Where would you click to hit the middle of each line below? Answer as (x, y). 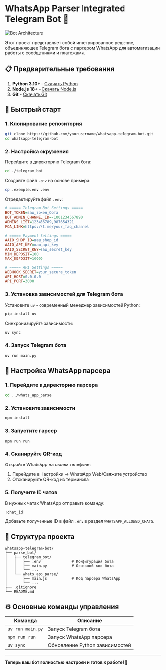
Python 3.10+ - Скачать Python (45, 83)
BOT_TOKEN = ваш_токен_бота (32, 213)
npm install (17, 418)
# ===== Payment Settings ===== (38, 236)
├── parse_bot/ (21, 553)
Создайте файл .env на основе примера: (48, 181)
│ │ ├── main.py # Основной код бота (59, 566)
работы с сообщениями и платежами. (45, 53)
